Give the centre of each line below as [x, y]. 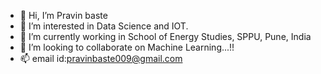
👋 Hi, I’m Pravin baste [63, 15]
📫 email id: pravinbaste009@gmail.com [101, 58]
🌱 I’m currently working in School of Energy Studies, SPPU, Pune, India [165, 36]
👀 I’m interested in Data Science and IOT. [104, 26]
